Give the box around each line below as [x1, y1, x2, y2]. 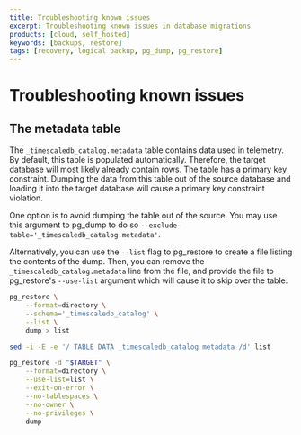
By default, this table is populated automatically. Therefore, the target [9, 155, 266, 165]
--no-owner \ [25, 400, 75, 409]
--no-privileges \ [25, 408, 94, 418]
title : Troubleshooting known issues [9, 13, 151, 22]
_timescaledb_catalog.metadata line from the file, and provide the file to [9, 266, 274, 277]
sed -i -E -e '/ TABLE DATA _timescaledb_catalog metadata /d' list [9, 342, 271, 351]
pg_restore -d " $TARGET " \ [9, 359, 111, 368]
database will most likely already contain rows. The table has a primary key [9, 164, 288, 175]
